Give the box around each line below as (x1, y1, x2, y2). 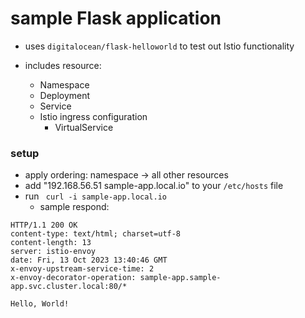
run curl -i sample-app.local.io (24, 190, 168, 202)
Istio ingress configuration (39, 110, 148, 122)
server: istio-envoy (10, 247, 97, 257)
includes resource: (24, 59, 102, 71)
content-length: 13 (10, 238, 92, 248)
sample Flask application (10, 7, 222, 30)
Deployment (39, 89, 91, 101)
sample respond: (39, 201, 110, 213)
